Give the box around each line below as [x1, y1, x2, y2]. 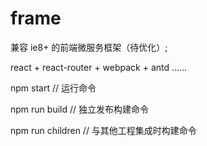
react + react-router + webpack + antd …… [10, 61, 188, 73]
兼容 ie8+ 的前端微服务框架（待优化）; [10, 41, 168, 53]
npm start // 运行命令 [10, 82, 97, 94]
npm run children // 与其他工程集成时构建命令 [10, 124, 197, 136]
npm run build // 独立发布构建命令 [10, 103, 149, 115]
